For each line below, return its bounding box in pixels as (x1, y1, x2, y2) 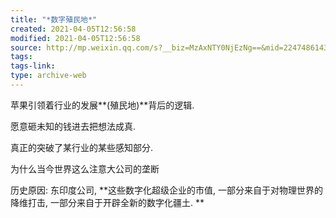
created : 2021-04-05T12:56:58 (10, 24, 137, 34)
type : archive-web (10, 71, 87, 81)
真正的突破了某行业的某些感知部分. (10, 141, 154, 153)
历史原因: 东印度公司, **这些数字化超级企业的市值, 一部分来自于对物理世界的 (10, 184, 323, 196)
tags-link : (10, 61, 56, 71)
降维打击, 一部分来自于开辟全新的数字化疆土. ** (10, 196, 205, 208)
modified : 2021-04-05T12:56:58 (10, 33, 141, 43)
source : (10, 42, 43, 53)
